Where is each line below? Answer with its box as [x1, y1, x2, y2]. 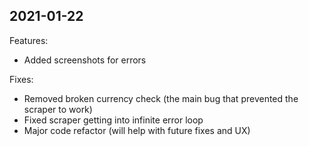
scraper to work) [23, 103, 93, 115]
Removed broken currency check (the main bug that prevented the [23, 92, 299, 104]
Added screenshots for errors [23, 54, 147, 66]
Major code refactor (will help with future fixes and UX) [23, 124, 251, 136]
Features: [9, 34, 49, 46]
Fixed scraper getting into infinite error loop [23, 114, 204, 126]
